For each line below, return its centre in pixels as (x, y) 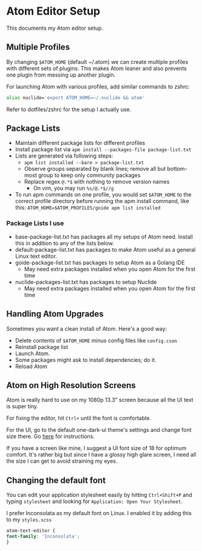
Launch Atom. (32, 353)
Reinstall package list (42, 347)
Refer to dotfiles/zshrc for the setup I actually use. (69, 109)
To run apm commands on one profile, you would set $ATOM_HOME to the (103, 195)
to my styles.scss (29, 520)
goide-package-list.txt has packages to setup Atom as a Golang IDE (100, 262)
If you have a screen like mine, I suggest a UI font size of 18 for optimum (96, 448)
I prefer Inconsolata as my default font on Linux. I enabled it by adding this (99, 513)
